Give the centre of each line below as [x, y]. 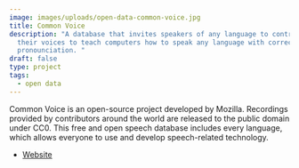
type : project [36, 68]
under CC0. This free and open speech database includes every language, [146, 128]
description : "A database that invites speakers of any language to [139, 34]
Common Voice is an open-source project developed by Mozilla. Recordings [149, 108]
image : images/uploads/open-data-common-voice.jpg [105, 17]
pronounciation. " [52, 51]
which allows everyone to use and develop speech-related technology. [139, 137]
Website [37, 154]
